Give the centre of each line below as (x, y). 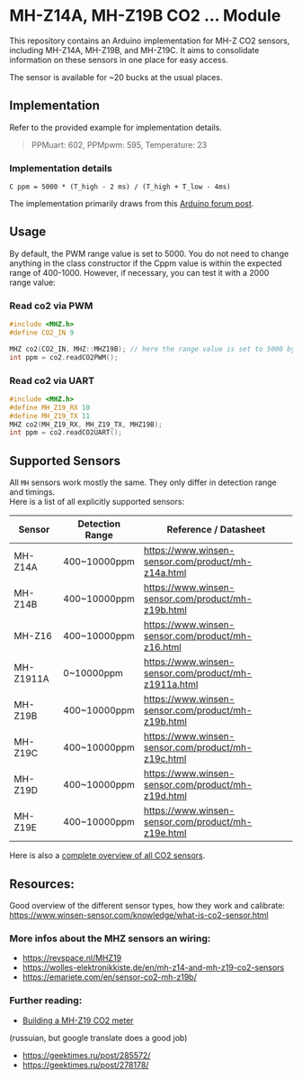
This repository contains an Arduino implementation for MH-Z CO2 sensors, (150, 41)
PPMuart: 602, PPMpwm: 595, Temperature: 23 (119, 144)
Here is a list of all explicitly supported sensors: (97, 502)
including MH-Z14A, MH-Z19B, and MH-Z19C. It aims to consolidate (134, 50)
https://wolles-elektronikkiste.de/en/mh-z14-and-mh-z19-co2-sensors (153, 968)
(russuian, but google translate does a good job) (98, 1038)
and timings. (32, 492)
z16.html (162, 647)
